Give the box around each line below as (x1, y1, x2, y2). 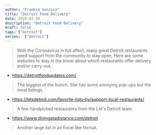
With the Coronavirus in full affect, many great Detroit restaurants (16, 47, 148, 53)
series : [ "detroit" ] (5, 34, 49, 39)
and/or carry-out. (16, 63, 52, 68)
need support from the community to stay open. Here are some (16, 52, 143, 58)
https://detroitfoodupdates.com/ (12, 72, 77, 78)
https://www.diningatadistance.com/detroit (12, 115, 98, 121)
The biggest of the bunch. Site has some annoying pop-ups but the (16, 82, 151, 87)
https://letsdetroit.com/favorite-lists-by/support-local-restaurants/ (12, 96, 144, 102)
